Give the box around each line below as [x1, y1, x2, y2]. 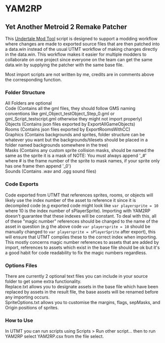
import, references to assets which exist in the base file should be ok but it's [5, 244, 160, 250]
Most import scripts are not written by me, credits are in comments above [5, 72, 154, 77]
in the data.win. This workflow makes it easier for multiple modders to [5, 51, 147, 57]
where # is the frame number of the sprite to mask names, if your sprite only [5, 158, 160, 164]
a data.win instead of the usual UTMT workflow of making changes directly [5, 46, 158, 52]
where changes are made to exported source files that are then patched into [5, 41, 160, 47]
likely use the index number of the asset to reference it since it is [5, 197, 136, 203]
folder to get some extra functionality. [5, 278, 82, 284]
